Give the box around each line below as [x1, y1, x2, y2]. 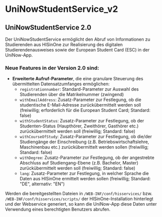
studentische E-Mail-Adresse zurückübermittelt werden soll [19, 102, 141, 108]
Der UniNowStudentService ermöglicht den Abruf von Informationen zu [5, 36, 151, 42]
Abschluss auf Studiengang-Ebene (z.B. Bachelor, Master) [19, 160, 139, 166]
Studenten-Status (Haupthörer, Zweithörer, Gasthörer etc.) [19, 123, 139, 129]
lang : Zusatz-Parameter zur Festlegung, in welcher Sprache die [19, 170, 149, 176]
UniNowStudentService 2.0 [5, 23, 91, 32]
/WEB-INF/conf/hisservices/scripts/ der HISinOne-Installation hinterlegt [5, 196, 154, 202]
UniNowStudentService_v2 [5, 3, 119, 15]
